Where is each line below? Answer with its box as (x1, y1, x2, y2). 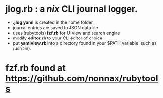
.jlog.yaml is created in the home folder (12, 20, 93, 25)
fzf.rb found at (5, 62, 66, 74)
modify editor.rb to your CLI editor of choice (12, 35, 103, 41)
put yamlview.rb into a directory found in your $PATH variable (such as (12, 40, 157, 46)
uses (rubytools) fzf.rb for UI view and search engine (12, 30, 120, 36)
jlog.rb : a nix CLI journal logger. (5, 3, 138, 15)
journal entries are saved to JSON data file (12, 24, 98, 30)
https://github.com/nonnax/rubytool (5, 73, 158, 84)
